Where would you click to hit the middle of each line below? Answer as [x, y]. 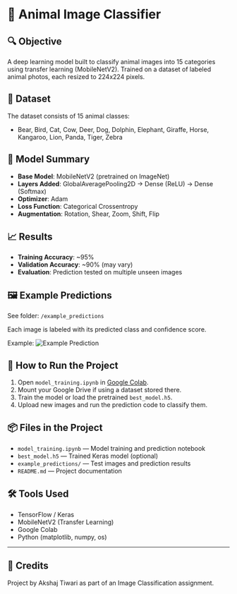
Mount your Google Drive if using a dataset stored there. [99, 390]
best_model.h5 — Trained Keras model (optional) [88, 456]
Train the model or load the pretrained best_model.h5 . [95, 397]
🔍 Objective [35, 41]
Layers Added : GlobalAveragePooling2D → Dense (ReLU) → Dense [115, 183]
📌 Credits [28, 566]
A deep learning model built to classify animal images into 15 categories [111, 62]
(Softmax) [32, 191]
